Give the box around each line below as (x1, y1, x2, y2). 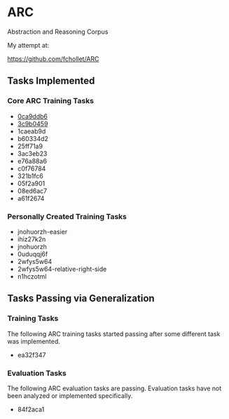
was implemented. (7, 337, 61, 345)
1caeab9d (17, 127, 46, 135)
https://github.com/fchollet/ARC (7, 54, 99, 63)
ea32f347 (17, 350, 46, 359)
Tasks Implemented (7, 75, 95, 87)
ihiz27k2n (17, 234, 46, 243)
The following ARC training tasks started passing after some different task (7, 329, 221, 338)
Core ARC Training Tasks (7, 96, 95, 106)
